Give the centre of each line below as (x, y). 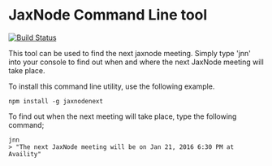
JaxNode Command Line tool (108, 15)
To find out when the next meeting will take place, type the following (123, 116)
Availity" (25, 154)
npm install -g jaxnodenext (56, 101)
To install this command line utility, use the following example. (112, 86)
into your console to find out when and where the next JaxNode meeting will (136, 62)
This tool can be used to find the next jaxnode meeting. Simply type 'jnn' (130, 53)
